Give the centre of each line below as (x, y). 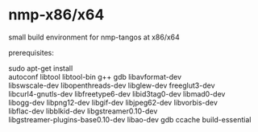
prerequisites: (31, 52)
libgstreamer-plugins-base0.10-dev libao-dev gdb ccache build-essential (130, 119)
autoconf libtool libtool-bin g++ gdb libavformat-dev (95, 76)
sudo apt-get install (41, 68)
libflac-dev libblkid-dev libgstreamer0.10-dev (83, 111)
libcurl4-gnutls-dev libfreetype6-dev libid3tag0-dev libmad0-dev (117, 93)
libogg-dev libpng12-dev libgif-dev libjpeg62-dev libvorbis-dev (113, 102)
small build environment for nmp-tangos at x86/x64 (94, 37)
